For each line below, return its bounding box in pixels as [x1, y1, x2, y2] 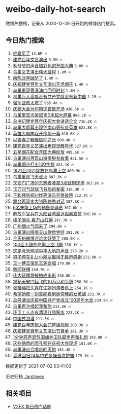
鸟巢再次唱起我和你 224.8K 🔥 [12, 303, 71, 309]
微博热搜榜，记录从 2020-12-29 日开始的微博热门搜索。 [5, 20, 119, 26]
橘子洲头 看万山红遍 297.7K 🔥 [12, 217, 73, 223]
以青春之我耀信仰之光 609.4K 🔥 [12, 137, 76, 143]
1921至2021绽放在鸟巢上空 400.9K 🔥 [12, 167, 86, 173]
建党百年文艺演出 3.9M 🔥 [12, 56, 63, 62]
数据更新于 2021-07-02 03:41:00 [5, 363, 72, 369]
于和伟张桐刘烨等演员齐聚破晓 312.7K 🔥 [12, 192, 93, 198]
